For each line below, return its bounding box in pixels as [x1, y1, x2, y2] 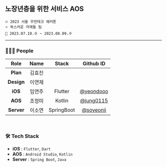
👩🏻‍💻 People [5, 47, 34, 54]
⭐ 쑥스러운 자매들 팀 [5, 24, 42, 29]
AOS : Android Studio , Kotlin [12, 151, 73, 157]
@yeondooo [80, 88, 108, 95]
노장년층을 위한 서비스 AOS [5, 4, 84, 13]
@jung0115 [80, 97, 108, 104]
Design [7, 79, 25, 86]
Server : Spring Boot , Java [12, 157, 67, 163]
